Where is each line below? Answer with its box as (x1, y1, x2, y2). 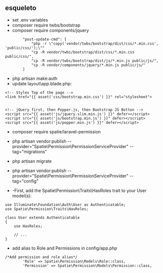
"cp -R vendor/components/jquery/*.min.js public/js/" (31, 62, 146, 68)
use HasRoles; (14, 223, 43, 228)
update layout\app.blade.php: (12, 80, 72, 86)
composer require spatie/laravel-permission (12, 128, 101, 134)
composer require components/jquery (12, 27, 89, 33)
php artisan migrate (12, 158, 52, 164)
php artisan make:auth (12, 75, 58, 81)
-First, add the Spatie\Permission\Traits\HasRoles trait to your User (12, 187, 147, 193)
